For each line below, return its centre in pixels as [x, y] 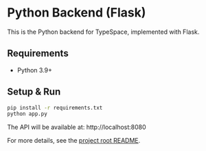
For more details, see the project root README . [74, 141]
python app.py [27, 114]
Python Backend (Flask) [77, 13]
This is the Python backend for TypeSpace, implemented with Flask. [103, 32]
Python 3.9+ [35, 70]
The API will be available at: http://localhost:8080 [77, 127]
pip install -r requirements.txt [55, 108]
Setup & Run [34, 92]
